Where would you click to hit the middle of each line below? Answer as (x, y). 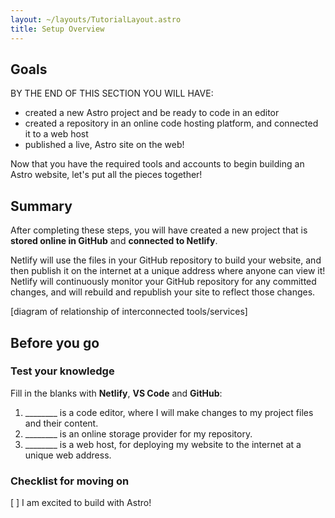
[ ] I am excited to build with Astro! (81, 503)
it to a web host (56, 134)
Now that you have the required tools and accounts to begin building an (157, 164)
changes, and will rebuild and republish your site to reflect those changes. (163, 292)
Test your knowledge (62, 371)
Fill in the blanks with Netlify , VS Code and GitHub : (116, 393)
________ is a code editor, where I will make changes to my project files (169, 412)
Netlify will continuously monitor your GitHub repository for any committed (163, 282)
